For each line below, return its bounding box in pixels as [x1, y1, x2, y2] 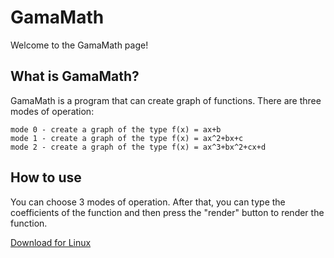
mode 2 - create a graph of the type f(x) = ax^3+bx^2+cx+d [10, 142, 267, 152]
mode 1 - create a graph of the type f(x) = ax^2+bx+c [10, 133, 244, 143]
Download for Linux [10, 236, 92, 248]
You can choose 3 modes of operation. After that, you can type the [10, 196, 286, 208]
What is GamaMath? [10, 68, 140, 85]
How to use [10, 169, 82, 186]
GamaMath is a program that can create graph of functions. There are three [10, 94, 322, 106]
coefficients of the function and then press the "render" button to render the [10, 206, 325, 218]
